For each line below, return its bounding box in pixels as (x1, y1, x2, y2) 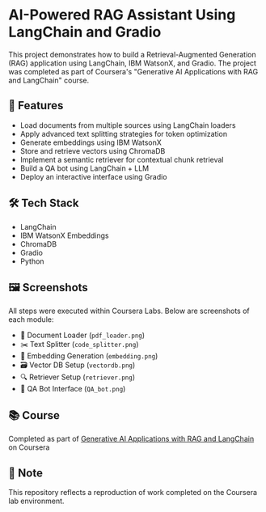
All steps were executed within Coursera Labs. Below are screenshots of (8, 306, 250, 316)
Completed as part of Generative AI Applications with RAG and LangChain (8, 434, 255, 444)
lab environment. (8, 496, 65, 506)
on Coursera (8, 442, 50, 452)
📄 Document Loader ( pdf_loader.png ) (19, 330, 146, 341)
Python (19, 256, 44, 266)
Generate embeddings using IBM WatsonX (19, 138, 162, 147)
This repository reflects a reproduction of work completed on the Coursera (8, 488, 257, 497)
